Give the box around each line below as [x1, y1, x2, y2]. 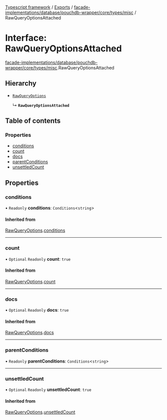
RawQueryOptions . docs [5, 330, 54, 336]
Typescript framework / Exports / [5, 4, 73, 10]
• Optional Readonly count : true [5, 256, 71, 262]
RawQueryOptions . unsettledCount [5, 409, 76, 415]
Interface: [5, 32, 47, 44]
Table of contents [5, 117, 61, 125]
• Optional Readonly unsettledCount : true [5, 387, 92, 393]
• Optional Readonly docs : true [5, 307, 69, 313]
